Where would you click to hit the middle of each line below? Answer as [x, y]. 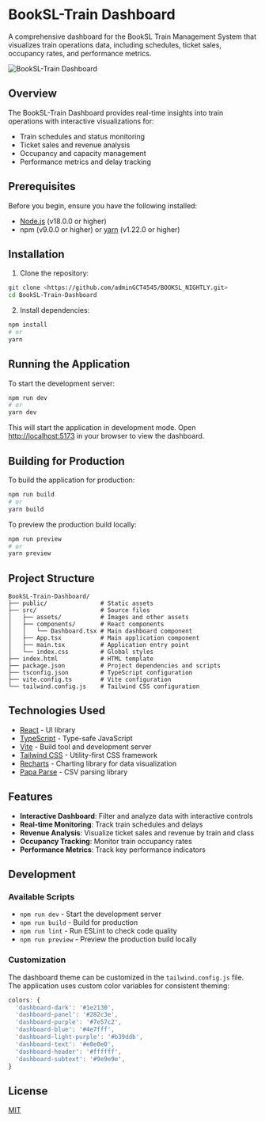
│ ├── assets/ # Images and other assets [99, 618]
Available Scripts [42, 897]
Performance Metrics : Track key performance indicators [112, 850]
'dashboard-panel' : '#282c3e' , [67, 1015]
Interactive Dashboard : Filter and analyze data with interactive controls [136, 816]
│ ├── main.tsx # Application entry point [99, 645]
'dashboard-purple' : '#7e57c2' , [69, 1022]
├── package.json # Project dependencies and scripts [115, 666]
